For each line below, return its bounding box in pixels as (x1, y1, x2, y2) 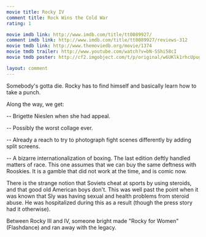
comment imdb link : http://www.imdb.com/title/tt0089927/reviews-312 (6, 37, 188, 43)
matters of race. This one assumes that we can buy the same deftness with (6, 160, 197, 168)
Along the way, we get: (6, 100, 64, 108)
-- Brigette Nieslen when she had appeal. (6, 112, 111, 119)
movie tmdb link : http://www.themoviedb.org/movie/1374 (6, 43, 152, 49)
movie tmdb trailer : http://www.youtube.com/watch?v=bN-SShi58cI (6, 48, 177, 55)
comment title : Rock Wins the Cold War (6, 15, 109, 21)
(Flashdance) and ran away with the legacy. (6, 224, 116, 231)
